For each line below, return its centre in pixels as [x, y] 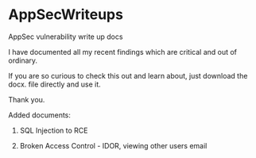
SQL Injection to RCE [54, 130]
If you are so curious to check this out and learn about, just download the [128, 75]
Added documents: [40, 115]
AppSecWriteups [66, 15]
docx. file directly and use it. [54, 84]
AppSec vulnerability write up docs [66, 37]
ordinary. [23, 60]
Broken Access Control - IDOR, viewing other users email [113, 145]
